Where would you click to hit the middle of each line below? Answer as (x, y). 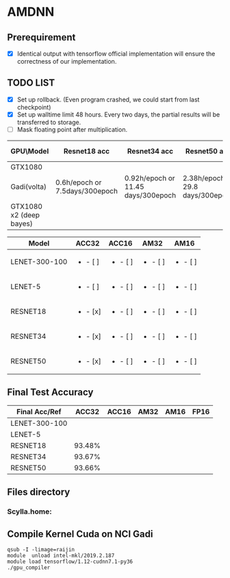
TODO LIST (31, 83)
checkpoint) (34, 107)
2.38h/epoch (204, 178)
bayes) (22, 224)
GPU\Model (30, 152)
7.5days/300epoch (87, 191)
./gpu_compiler (29, 568)
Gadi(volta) (28, 187)
